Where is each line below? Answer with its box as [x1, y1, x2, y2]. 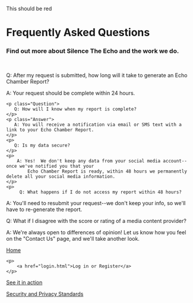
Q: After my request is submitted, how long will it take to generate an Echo [6, 72, 188, 79]
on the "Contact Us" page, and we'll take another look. [6, 235, 140, 243]
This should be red [6, 5, 52, 12]
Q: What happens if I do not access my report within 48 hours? [19, 189, 182, 195]
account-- [163, 158, 187, 164]
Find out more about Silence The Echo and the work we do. [6, 47, 179, 55]
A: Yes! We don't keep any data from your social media [17, 158, 161, 164]
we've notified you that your [19, 163, 94, 170]
